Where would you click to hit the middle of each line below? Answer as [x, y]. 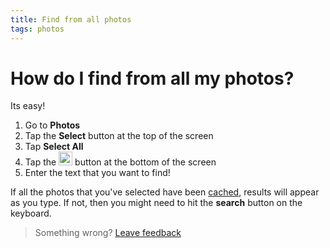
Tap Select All [54, 147]
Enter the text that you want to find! [97, 173]
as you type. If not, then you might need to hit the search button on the [156, 203]
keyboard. [31, 213]
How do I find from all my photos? [152, 78]
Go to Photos [52, 125]
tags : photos [37, 29]
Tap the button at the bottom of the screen [120, 162]
